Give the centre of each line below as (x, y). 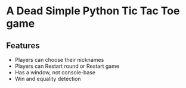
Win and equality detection (48, 79)
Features (23, 45)
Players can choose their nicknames (59, 60)
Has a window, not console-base (55, 72)
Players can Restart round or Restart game (67, 66)
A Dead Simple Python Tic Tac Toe (93, 11)
